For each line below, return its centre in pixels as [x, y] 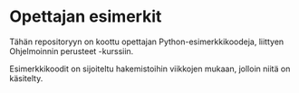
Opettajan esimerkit [86, 17]
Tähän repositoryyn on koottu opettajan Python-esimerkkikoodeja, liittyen [147, 42]
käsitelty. [26, 78]
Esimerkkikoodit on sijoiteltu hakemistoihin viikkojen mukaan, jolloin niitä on [150, 69]
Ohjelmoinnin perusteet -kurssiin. [72, 51]
